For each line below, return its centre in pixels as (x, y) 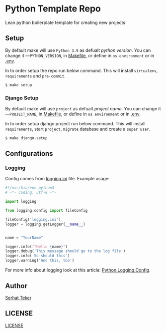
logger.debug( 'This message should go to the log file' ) (65, 251)
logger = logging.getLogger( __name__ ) (45, 224)
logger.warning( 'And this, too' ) (40, 261)
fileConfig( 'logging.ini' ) (33, 219)
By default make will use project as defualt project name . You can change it (83, 108)
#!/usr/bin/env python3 (30, 188)
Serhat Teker (18, 298)
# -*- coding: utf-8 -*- (31, 193)
